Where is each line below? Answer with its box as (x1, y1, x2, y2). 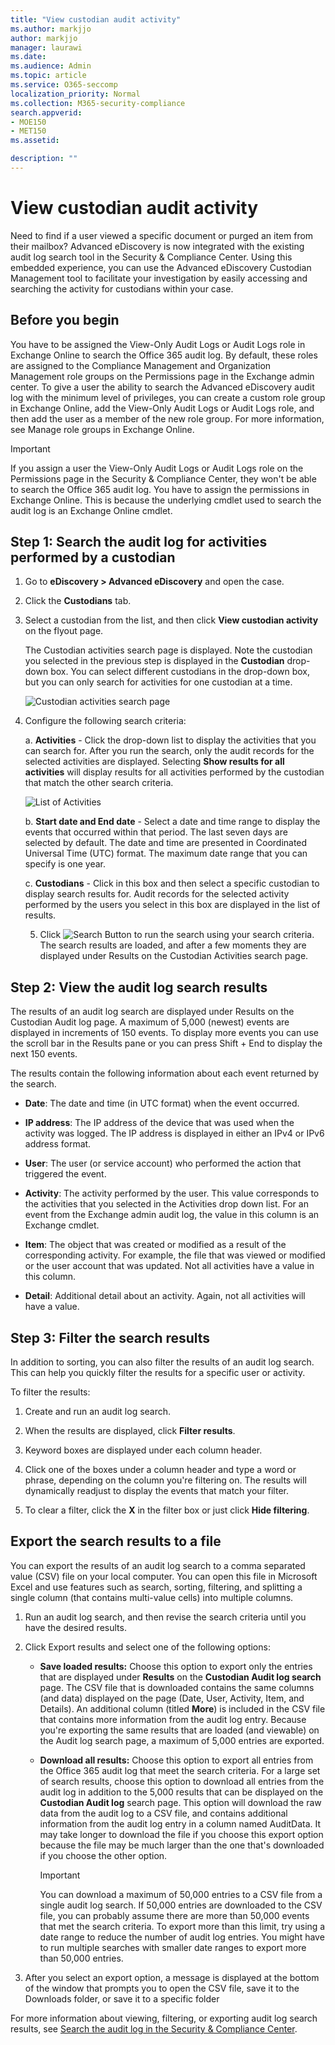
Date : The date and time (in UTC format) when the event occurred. (24, 1097, 300, 1110)
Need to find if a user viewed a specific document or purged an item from (10, 229, 314, 241)
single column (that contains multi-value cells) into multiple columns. (10, 1591, 294, 1603)
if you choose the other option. (39, 1849, 168, 1861)
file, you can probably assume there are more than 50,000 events (39, 1909, 310, 1921)
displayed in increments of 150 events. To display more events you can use (10, 1027, 319, 1039)
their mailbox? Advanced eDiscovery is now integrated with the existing (10, 240, 305, 252)
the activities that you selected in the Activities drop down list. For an (24, 1198, 309, 1210)
